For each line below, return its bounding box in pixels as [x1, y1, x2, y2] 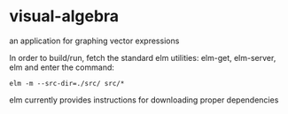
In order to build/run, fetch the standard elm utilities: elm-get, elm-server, [9, 52, 276, 63]
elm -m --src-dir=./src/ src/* [9, 79, 125, 87]
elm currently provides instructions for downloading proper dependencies [9, 95, 279, 105]
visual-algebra [9, 6, 120, 27]
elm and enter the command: [9, 62, 115, 72]
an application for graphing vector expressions [9, 35, 180, 46]
